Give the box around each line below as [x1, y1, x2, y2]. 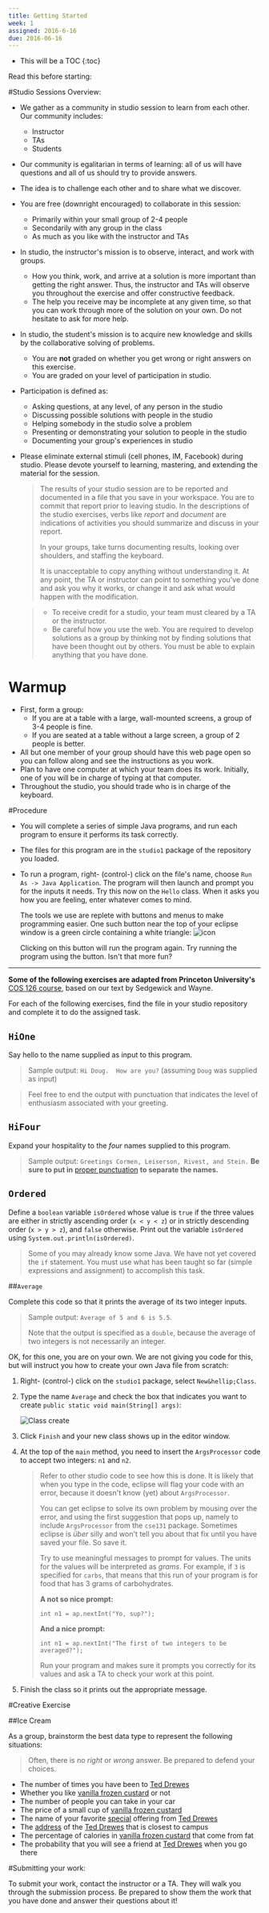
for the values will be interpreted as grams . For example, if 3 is [39, 1561, 246, 1571]
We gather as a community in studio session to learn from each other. [19, 103, 250, 112]
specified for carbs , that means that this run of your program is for [39, 1570, 259, 1580]
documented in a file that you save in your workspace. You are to [39, 493, 255, 503]
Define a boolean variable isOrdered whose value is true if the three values [8, 1207, 255, 1217]
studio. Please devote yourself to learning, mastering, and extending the [19, 460, 259, 470]
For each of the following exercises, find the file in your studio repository [8, 999, 248, 1008]
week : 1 [8, 19, 34, 27]
